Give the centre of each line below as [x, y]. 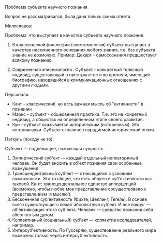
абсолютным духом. [33, 215]
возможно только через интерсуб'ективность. [60, 235]
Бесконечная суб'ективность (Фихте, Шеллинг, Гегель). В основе [80, 199]
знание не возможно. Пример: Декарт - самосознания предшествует [84, 55]
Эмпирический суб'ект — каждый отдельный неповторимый [75, 158]
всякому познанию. [32, 60]
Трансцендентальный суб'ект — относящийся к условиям [72, 174]
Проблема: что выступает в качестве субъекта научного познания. [75, 35]
